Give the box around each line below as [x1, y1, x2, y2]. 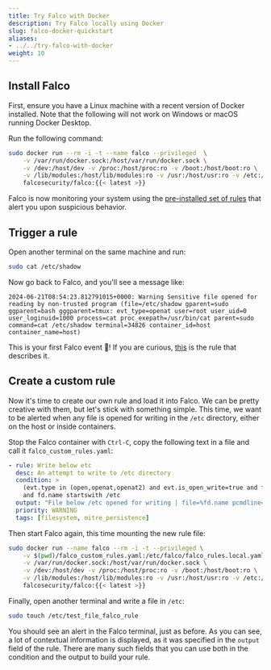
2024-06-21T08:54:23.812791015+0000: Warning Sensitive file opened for [8, 292, 258, 301]
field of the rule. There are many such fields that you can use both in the [8, 643, 248, 653]
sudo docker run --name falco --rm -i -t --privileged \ [8, 544, 204, 552]
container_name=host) [8, 328, 81, 336]
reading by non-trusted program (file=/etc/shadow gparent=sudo [8, 299, 229, 308]
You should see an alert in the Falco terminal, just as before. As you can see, [8, 626, 262, 636]
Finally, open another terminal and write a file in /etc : [8, 596, 185, 605]
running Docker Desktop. [8, 118, 92, 128]
